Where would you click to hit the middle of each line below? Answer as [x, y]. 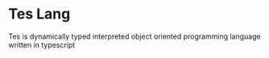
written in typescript [42, 44]
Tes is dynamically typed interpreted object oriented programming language [134, 36]
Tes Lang [39, 14]
